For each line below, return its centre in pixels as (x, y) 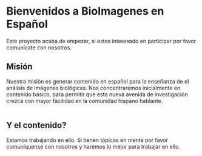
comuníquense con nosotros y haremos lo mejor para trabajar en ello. (93, 146)
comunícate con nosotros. (39, 48)
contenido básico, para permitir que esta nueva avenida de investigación (97, 94)
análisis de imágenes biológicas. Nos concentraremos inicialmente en (93, 88)
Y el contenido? (36, 125)
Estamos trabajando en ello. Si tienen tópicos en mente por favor (87, 140)
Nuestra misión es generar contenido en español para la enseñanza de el (98, 81)
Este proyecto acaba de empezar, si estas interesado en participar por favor (101, 41)
